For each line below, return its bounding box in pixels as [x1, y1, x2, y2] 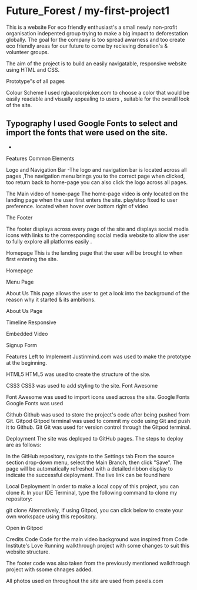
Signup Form [6, 341, 37, 348]
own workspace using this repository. [6, 513, 97, 520]
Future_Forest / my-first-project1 [6, 4, 170, 18]
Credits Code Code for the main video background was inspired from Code [6, 535, 188, 542]
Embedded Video [6, 330, 48, 337]
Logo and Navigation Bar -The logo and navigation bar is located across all [6, 166, 187, 173]
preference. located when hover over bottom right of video [6, 202, 149, 209]
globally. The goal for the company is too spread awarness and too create [6, 36, 185, 43]
